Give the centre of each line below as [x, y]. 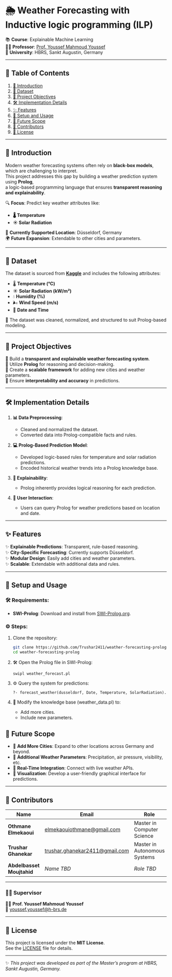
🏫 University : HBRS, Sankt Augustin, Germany [54, 52]
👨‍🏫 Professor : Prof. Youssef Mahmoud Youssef [56, 47]
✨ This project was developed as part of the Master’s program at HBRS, [81, 963]
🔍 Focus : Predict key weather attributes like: [52, 203]
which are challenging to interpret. [41, 171]
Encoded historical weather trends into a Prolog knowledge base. [89, 468]
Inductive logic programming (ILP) [79, 25]
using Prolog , [20, 181]
